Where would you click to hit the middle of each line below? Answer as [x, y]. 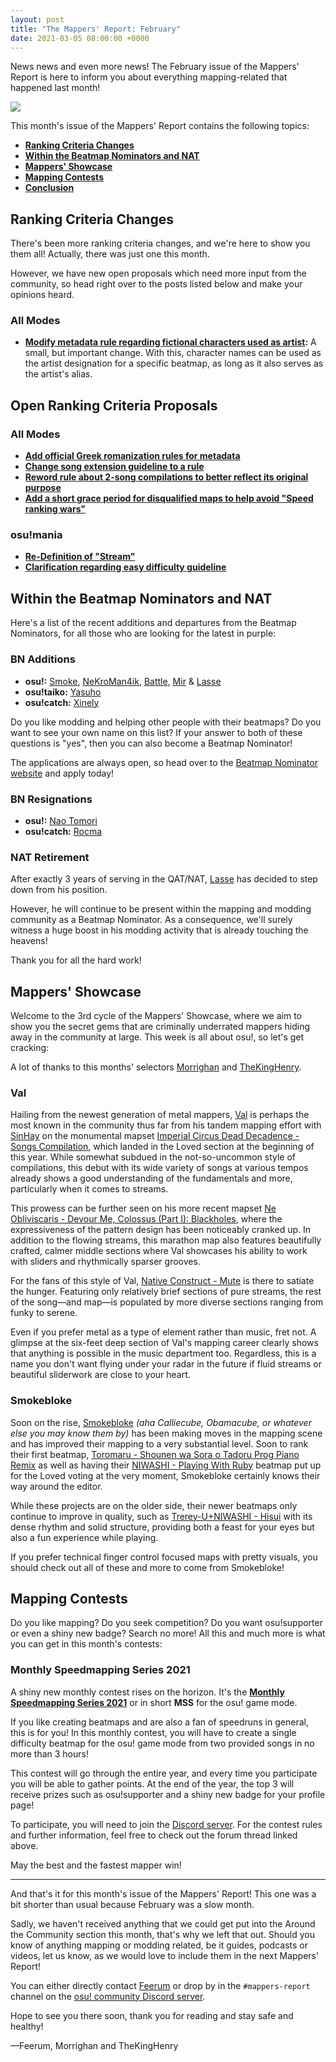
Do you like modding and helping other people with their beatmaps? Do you [166, 722]
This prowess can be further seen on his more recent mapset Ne [143, 1208]
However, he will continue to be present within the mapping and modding [161, 909]
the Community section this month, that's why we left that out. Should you [162, 1934]
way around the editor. [56, 1486]
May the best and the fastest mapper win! [96, 1865]
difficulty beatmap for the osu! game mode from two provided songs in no [162, 1743]
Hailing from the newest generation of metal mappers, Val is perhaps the [160, 1115]
